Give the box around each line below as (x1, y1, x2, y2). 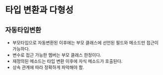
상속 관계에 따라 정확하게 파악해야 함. (12, 65, 84, 70)
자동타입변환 (5, 26, 41, 34)
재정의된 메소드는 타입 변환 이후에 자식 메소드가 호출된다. (12, 58, 123, 64)
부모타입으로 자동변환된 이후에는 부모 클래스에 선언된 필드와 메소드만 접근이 (12, 40, 159, 45)
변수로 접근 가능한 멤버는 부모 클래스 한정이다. (12, 52, 102, 58)
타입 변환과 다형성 (5, 4, 74, 16)
